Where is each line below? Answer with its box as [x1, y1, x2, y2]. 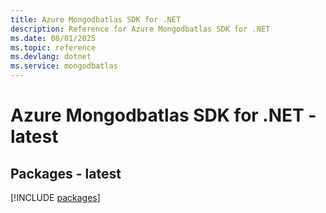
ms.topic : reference [10, 42, 97, 53]
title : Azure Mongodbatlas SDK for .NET [10, 14, 182, 25]
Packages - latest [10, 165, 122, 182]
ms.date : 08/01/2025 [10, 33, 97, 43]
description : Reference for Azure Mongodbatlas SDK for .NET [10, 24, 271, 34]
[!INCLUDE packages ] [10, 192, 101, 203]
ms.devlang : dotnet [10, 52, 92, 62]
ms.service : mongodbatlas [10, 61, 118, 71]
